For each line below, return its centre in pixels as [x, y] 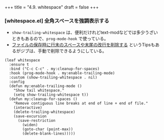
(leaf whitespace [22, 60]
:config [17, 82]
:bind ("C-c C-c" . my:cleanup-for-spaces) [54, 69]
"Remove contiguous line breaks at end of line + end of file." [81, 104]
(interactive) [28, 108]
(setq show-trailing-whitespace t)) [51, 95]
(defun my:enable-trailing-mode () [46, 86]
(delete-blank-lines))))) [49, 134]
